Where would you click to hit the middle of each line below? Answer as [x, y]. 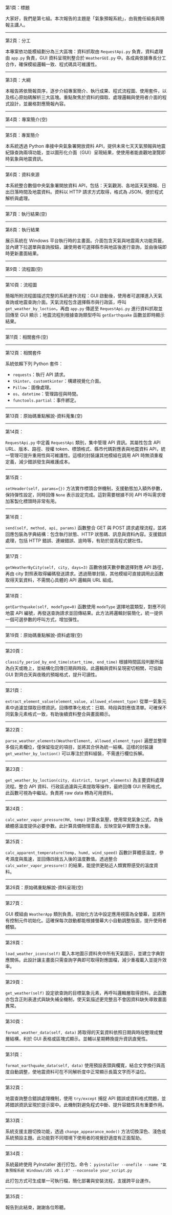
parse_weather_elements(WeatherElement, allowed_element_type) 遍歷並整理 [86, 741]
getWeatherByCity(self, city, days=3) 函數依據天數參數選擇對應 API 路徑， [86, 567]
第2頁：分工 [18, 41]
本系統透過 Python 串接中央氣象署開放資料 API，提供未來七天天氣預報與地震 [85, 146]
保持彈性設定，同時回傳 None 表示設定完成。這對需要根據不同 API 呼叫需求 [83, 495]
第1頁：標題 [17, 7]
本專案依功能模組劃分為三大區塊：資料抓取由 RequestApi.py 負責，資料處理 [84, 51]
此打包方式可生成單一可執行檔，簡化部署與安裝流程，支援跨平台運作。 [79, 1181]
